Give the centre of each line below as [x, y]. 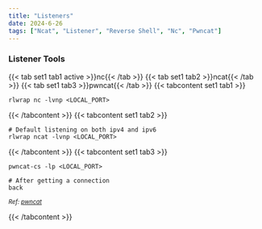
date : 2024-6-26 [35, 23]
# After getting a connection [59, 181]
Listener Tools [37, 59]
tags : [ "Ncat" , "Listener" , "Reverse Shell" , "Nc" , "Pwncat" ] [115, 31]
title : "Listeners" [41, 16]
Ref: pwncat [25, 202]
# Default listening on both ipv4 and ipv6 [83, 130]
